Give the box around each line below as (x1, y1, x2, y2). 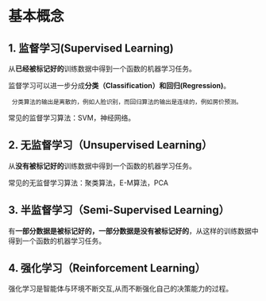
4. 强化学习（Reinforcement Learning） (8, 261, 206, 275)
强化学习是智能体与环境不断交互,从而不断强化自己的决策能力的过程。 (8, 284, 233, 294)
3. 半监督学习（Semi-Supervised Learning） (8, 203, 230, 217)
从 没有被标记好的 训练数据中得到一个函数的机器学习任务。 (8, 160, 196, 171)
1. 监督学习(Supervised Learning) (8, 41, 175, 55)
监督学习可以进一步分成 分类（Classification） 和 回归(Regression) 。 (8, 81, 231, 90)
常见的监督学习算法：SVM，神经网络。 (8, 113, 136, 122)
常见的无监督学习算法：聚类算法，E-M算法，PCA (8, 178, 169, 187)
